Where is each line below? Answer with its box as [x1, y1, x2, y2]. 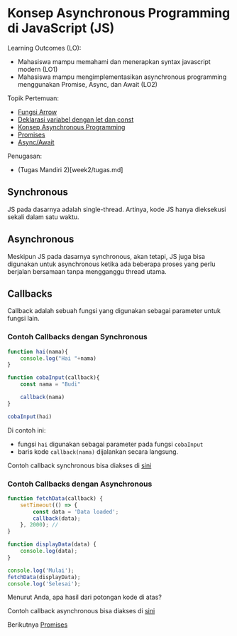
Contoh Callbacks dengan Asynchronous [7, 479, 153, 489]
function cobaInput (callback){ [7, 374, 100, 381]
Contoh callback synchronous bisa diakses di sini [7, 461, 152, 470]
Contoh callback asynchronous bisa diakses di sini [7, 607, 155, 615]
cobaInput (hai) [7, 413, 53, 420]
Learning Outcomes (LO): [7, 43, 82, 52]
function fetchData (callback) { [7, 494, 103, 502]
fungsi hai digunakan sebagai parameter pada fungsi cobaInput [17, 440, 204, 448]
